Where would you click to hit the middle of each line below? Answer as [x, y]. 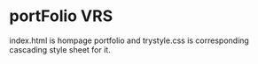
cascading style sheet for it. [60, 49]
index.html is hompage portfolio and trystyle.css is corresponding [129, 40]
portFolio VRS [61, 16]
